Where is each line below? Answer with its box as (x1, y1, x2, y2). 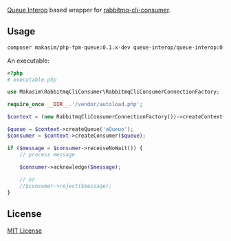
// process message (19, 151, 76, 158)
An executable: (7, 56, 50, 65)
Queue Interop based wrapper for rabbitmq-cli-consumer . (7, 6, 171, 14)
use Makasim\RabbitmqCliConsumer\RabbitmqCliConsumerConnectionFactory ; (7, 89, 220, 96)
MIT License (7, 227, 43, 235)
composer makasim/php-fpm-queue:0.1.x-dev (7, 44, 131, 51)
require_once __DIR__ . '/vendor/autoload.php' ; (7, 101, 143, 108)
